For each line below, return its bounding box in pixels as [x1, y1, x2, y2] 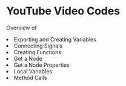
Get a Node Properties [14, 61, 70, 69]
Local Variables [14, 67, 53, 75]
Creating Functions [14, 48, 62, 55]
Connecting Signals [14, 42, 62, 49]
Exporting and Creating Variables [14, 35, 97, 43]
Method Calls [14, 74, 47, 81]
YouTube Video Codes [6, 4, 121, 18]
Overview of [6, 24, 38, 31]
